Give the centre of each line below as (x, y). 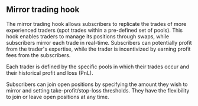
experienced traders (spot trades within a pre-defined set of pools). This (95, 30)
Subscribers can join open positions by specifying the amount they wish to (97, 84)
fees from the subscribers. (38, 55)
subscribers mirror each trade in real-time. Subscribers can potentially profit (99, 42)
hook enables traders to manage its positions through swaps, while (88, 36)
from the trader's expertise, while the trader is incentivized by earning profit (98, 49)
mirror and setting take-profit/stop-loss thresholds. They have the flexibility (98, 90)
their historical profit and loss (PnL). (50, 72)
